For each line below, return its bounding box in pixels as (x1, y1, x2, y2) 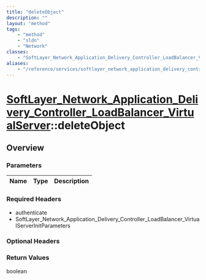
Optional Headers (6, 237, 60, 246)
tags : (6, 26, 20, 32)
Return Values (6, 254, 50, 262)
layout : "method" (6, 20, 51, 26)
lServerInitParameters (15, 222, 71, 229)
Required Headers (6, 195, 61, 203)
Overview (6, 142, 45, 153)
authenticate (15, 209, 47, 216)
